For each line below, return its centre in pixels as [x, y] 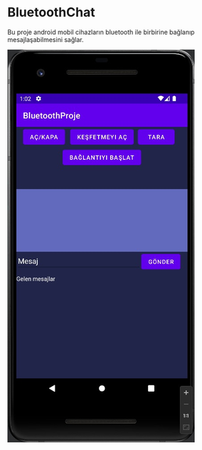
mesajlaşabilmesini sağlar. [46, 39]
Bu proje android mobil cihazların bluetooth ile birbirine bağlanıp [101, 32]
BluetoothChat [51, 12]
